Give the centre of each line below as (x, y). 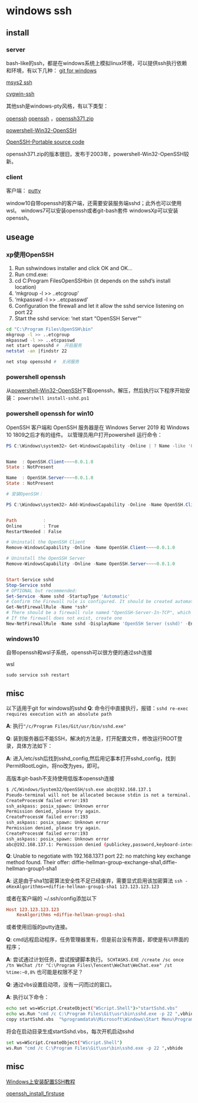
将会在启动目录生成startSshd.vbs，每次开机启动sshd (70, 1031)
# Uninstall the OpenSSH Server (46, 559)
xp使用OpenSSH (30, 255)
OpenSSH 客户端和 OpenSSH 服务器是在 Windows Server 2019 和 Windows (98, 427)
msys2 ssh (19, 82)
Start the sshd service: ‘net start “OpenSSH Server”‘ (78, 318)
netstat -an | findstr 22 (37, 351)
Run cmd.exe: (31, 274)
